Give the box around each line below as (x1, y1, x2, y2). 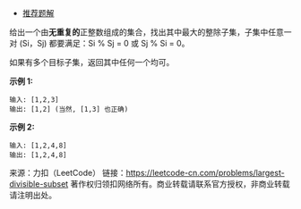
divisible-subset (9, 179, 69, 189)
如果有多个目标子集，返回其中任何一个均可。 (9, 57, 175, 67)
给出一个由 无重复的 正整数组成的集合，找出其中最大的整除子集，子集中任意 (9, 27, 284, 38)
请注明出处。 (9, 190, 56, 200)
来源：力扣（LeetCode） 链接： (9, 168, 127, 178)
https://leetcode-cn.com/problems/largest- (125, 168, 285, 178)
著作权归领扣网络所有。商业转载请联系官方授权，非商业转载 (70, 179, 290, 189)
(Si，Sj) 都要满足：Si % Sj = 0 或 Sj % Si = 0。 (19, 38, 190, 48)
